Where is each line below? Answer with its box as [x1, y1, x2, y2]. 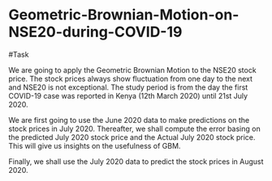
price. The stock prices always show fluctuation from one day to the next [8, 74, 253, 83]
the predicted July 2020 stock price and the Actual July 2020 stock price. [8, 132, 256, 142]
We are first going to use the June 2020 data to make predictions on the [8, 115, 250, 124]
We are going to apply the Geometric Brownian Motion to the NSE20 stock [8, 65, 257, 74]
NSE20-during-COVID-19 [8, 23, 183, 41]
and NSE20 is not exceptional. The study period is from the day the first [8, 82, 248, 92]
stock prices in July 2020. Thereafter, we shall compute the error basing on [8, 124, 261, 133]
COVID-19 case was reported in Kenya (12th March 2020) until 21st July [8, 90, 248, 100]
